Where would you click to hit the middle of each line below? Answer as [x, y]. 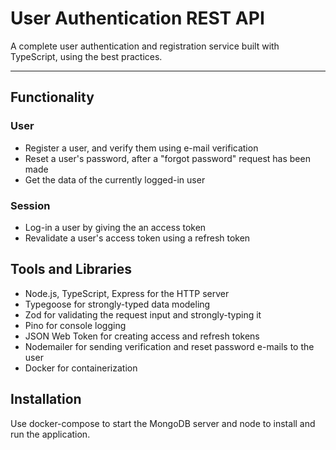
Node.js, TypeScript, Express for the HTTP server [127, 293]
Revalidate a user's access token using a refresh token [137, 238]
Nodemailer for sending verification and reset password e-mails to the [169, 346]
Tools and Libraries [71, 269]
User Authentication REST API [137, 18]
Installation [46, 399]
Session [30, 205]
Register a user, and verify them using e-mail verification [141, 148]
